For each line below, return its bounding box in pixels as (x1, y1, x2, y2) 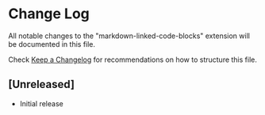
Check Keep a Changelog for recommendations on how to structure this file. (8, 55, 258, 64)
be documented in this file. (8, 39, 96, 48)
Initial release (19, 98, 63, 108)
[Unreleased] (8, 78, 75, 91)
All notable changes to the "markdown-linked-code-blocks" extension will (8, 31, 250, 40)
